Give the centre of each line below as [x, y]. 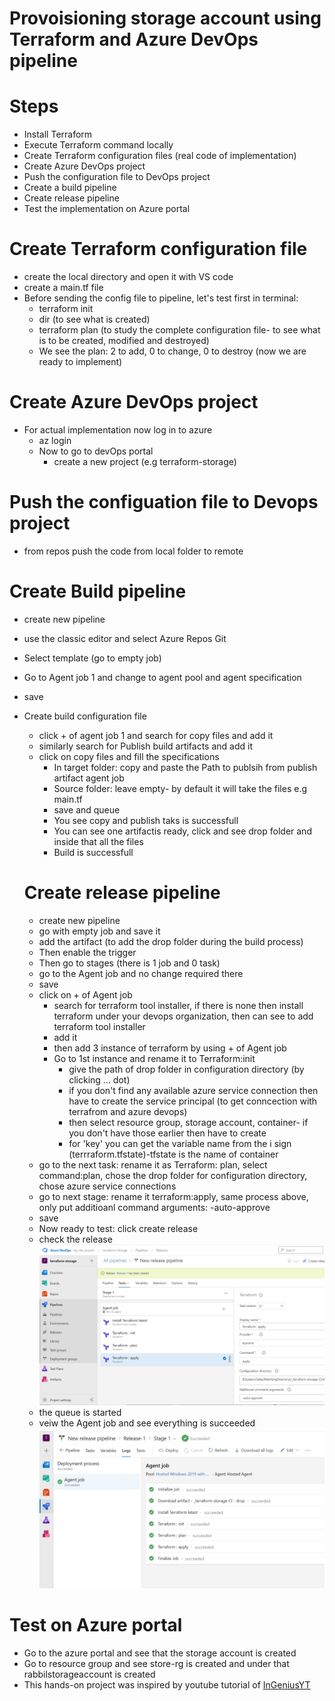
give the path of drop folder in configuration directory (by [186, 1069]
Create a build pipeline [70, 188]
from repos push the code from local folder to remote [133, 551]
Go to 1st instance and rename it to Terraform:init [154, 1058]
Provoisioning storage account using [165, 18]
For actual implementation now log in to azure [118, 430]
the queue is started [80, 1412]
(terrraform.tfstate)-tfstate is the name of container [173, 1154]
